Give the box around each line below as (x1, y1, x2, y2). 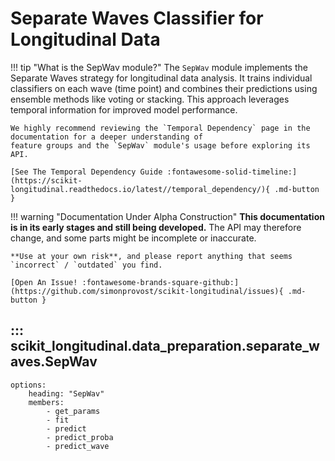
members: (28, 397, 65, 407)
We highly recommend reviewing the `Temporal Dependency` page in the (10, 123, 311, 133)
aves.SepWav (10, 353, 98, 371)
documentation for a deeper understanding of (10, 132, 203, 142)
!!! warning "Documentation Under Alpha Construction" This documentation (10, 210, 325, 222)
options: (10, 380, 47, 390)
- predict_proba (46, 432, 114, 442)
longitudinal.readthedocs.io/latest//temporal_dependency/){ (10, 184, 271, 194)
